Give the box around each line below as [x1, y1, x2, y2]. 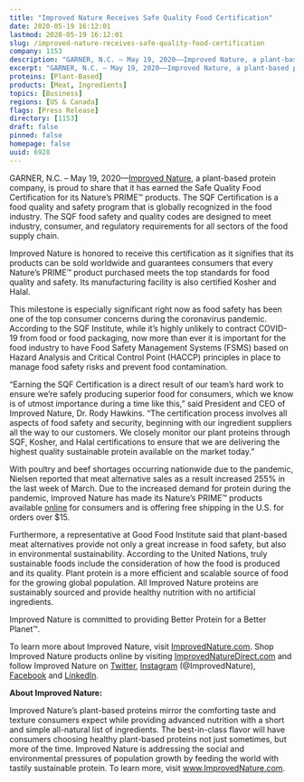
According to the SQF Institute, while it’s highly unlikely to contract [9, 323, 257, 334]
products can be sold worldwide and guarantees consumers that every [9, 257, 274, 268]
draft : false [9, 123, 59, 132]
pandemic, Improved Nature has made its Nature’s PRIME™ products [9, 492, 263, 503]
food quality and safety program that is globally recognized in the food [9, 201, 272, 212]
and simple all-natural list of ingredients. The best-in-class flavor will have [9, 724, 286, 735]
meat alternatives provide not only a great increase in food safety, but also [9, 539, 287, 550]
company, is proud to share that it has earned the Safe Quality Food [9, 182, 261, 193]
